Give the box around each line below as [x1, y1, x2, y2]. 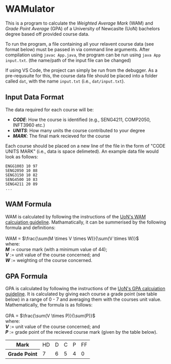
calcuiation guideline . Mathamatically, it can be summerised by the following [5, 219, 166, 225]
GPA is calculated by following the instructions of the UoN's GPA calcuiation [5, 286, 165, 292]
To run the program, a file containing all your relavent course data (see [5, 41, 154, 47]
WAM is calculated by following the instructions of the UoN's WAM [5, 213, 146, 219]
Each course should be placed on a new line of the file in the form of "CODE [5, 143, 165, 149]
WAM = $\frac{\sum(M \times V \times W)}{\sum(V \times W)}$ [5, 235, 139, 241]
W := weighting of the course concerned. [5, 257, 93, 263]
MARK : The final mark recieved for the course [12, 133, 110, 139]
